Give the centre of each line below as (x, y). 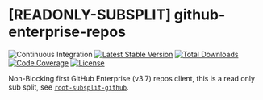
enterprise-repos (67, 32)
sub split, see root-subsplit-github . (69, 87)
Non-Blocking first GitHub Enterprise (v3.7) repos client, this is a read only (132, 78)
